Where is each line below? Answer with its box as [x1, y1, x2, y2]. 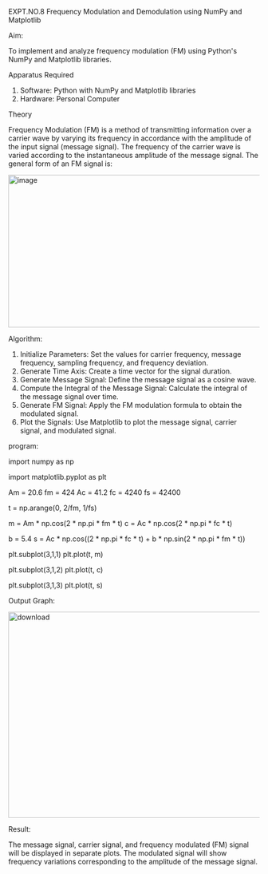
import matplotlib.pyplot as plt [8, 473, 107, 481]
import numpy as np [8, 457, 74, 466]
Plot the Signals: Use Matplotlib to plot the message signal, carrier [19, 417, 238, 426]
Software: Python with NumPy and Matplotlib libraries [19, 85, 196, 95]
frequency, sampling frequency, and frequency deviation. [19, 358, 209, 367]
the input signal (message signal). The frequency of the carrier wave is [8, 142, 241, 151]
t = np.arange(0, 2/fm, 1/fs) [8, 503, 97, 512]
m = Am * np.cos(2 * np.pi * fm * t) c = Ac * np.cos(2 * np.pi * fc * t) [8, 519, 233, 528]
